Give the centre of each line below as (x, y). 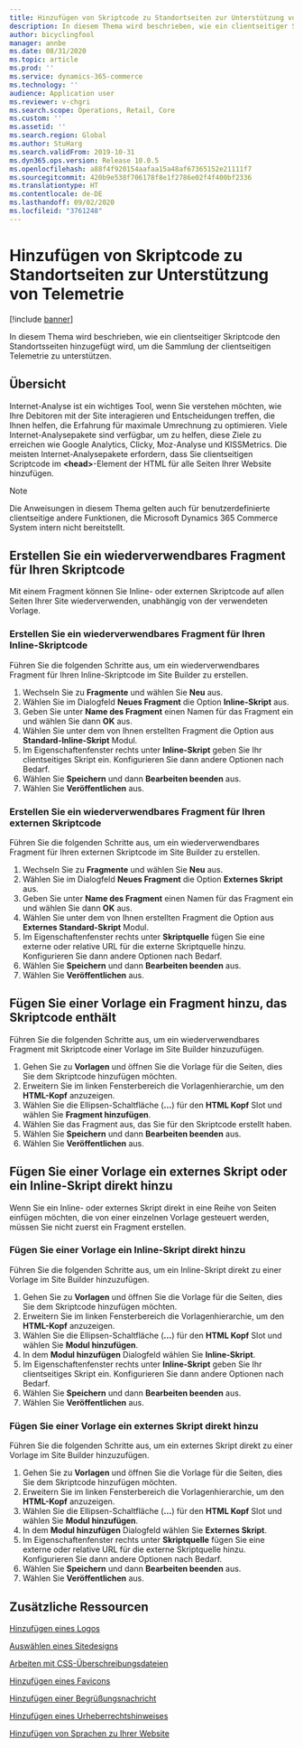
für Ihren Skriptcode (67, 570)
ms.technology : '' (44, 85)
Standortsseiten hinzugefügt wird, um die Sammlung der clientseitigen (140, 346)
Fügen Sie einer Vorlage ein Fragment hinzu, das (148, 1004)
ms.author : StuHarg (46, 144)
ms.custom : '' (36, 118)
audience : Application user (62, 93)
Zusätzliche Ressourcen (79, 1607)
